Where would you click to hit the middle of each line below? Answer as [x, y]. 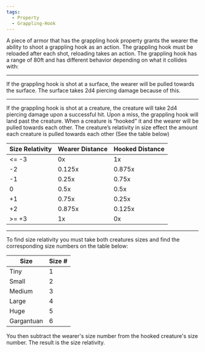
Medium [21, 292]
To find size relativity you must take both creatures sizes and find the [93, 240]
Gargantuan [27, 321]
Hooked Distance [139, 149]
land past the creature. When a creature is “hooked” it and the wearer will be [103, 121]
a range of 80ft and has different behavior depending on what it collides [97, 60]
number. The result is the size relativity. [56, 343]
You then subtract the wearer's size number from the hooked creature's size [102, 336]
